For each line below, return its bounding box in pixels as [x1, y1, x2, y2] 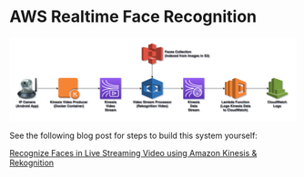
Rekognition [9, 157, 55, 168]
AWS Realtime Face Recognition [9, 6, 258, 27]
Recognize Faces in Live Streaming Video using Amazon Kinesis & [9, 147, 258, 158]
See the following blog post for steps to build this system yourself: [9, 130, 258, 141]
